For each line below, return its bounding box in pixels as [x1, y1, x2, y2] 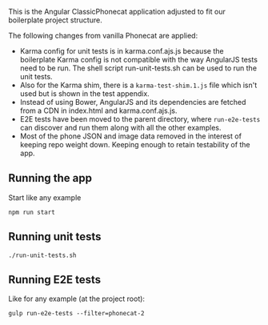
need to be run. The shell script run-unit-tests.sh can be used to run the [19, 63, 258, 73]
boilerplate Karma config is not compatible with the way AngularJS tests [19, 55, 258, 64]
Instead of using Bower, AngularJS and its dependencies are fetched [19, 98, 246, 106]
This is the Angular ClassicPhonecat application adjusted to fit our [8, 7, 226, 16]
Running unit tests [8, 230, 102, 243]
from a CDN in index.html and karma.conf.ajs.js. [19, 106, 178, 115]
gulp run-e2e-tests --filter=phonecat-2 [8, 310, 146, 318]
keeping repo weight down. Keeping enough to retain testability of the [19, 140, 250, 149]
